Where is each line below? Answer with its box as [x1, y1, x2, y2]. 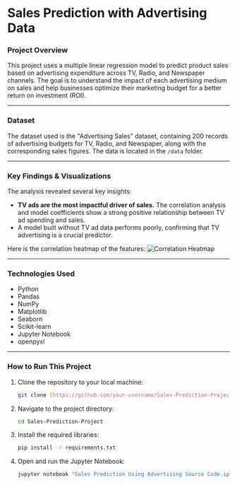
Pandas [17, 292, 40, 301]
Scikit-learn [17, 322, 51, 331]
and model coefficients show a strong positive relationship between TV [17, 209, 224, 217]
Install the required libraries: [17, 431, 99, 439]
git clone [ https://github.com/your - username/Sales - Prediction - [17, 391, 211, 399]
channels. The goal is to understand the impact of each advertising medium [7, 76, 227, 85]
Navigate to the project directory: [17, 404, 114, 413]
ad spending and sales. [17, 216, 86, 224]
